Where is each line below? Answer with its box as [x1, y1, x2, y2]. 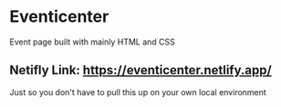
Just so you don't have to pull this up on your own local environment [9, 86, 266, 97]
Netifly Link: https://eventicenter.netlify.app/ [9, 63, 272, 78]
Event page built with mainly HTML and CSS [9, 36, 176, 47]
